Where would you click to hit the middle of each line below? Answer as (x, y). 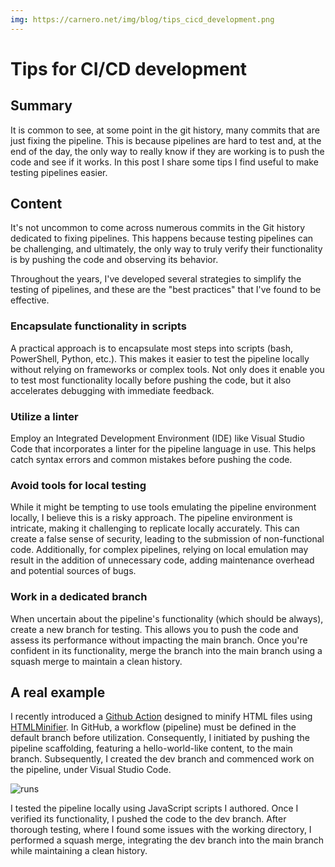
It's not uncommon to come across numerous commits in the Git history (158, 228)
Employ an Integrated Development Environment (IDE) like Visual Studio (157, 438)
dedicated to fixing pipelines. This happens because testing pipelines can (162, 238)
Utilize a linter (44, 416)
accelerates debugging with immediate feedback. (112, 390)
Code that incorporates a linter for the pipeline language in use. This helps (163, 449)
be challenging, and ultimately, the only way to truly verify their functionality (166, 249)
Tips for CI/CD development (129, 68)
